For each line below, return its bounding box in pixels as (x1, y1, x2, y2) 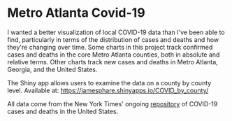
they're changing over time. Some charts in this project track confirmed (7, 43, 213, 51)
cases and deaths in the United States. (7, 107, 119, 115)
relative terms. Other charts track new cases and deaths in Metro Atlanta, (7, 57, 218, 66)
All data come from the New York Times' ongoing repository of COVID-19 (7, 99, 218, 108)
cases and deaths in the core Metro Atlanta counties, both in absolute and (7, 50, 220, 59)
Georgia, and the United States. (7, 65, 98, 73)
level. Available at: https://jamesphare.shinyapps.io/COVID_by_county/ (7, 86, 209, 94)
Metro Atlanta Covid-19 (7, 5, 145, 21)
